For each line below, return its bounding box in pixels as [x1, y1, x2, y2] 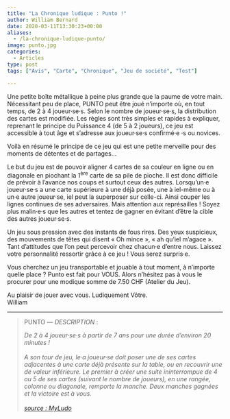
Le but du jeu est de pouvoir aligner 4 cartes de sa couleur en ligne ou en [7, 163, 214, 171]
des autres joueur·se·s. [7, 215, 72, 223]
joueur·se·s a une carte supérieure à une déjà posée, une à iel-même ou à [7, 186, 216, 194]
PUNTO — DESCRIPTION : [23, 318, 99, 326]
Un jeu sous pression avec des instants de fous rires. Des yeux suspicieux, [7, 228, 218, 237]
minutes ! [23, 339, 50, 347]
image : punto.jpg [7, 42, 57, 49]
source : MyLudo [23, 404, 72, 412]
